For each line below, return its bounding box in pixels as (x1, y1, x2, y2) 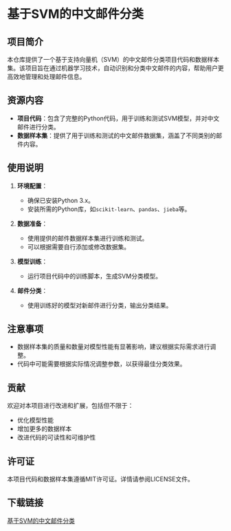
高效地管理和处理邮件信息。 (7, 73, 86, 80)
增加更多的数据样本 (16, 424, 72, 433)
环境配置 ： (16, 182, 48, 190)
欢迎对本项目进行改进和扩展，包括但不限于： (7, 402, 134, 410)
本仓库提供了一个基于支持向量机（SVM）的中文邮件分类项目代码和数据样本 (7, 56, 220, 63)
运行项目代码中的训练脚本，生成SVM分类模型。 (27, 272, 162, 280)
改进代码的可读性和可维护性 (16, 433, 96, 442)
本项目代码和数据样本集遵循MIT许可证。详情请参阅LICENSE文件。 (7, 475, 194, 484)
